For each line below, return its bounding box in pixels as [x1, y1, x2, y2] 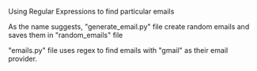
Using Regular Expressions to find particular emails [8, 7, 175, 16]
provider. [8, 54, 38, 63]
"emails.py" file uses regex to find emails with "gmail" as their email [8, 46, 229, 54]
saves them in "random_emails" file [8, 31, 123, 39]
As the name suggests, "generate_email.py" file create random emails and [8, 22, 250, 31]
